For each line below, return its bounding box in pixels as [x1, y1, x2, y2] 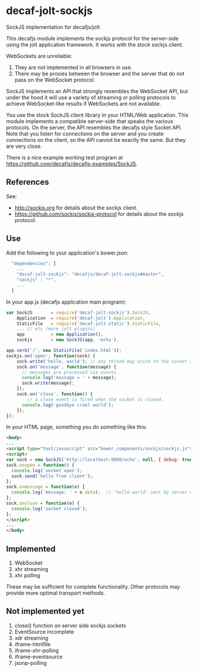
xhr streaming [14, 566, 49, 572]
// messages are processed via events [21, 369, 117, 375]
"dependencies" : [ [11, 260, 57, 266]
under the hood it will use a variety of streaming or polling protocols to [6, 94, 176, 101]
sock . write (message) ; [21, 380, 75, 386]
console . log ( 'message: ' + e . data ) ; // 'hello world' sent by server [11, 490, 188, 495]
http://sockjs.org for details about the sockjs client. [14, 204, 138, 211]
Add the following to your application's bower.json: [6, 249, 129, 256]
